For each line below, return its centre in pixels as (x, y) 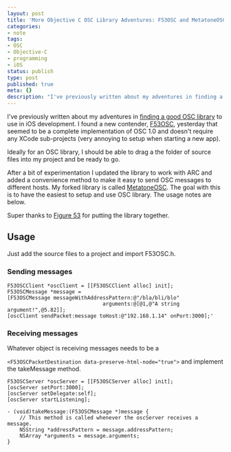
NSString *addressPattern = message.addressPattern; (97, 430)
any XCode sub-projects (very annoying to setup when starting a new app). (114, 138)
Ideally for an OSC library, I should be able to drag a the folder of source (109, 152)
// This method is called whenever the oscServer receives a (109, 418)
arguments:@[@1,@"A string (141, 304)
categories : (24, 26)
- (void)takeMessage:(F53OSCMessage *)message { (78, 412)
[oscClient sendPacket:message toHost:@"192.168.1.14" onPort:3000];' (110, 316)
